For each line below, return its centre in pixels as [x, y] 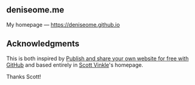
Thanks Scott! [24, 76]
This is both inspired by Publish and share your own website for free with [97, 58]
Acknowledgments [43, 44]
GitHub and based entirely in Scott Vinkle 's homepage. [75, 65]
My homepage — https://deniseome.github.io [63, 24]
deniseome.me [36, 10]
